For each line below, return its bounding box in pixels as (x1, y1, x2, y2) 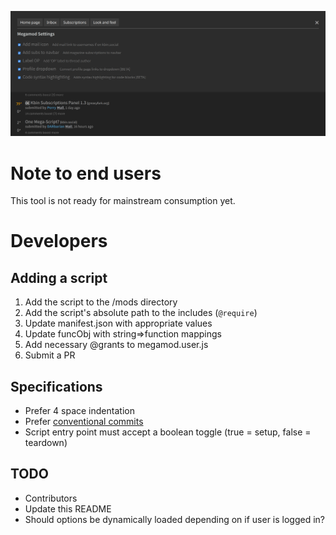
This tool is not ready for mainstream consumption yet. (10, 195, 236, 207)
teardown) (24, 437, 68, 449)
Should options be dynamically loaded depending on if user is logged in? (24, 513, 326, 525)
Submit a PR (24, 349, 76, 361)
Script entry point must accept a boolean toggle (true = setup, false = (24, 426, 312, 438)
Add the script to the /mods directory (24, 296, 178, 308)
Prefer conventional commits (24, 416, 144, 428)
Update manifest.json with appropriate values (24, 317, 213, 330)
